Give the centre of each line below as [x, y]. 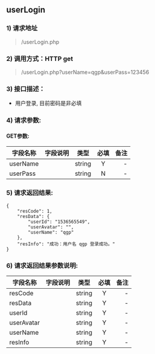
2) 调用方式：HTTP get [40, 59]
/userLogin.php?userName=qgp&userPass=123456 [85, 72]
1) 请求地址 [22, 28]
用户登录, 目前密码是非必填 [48, 103]
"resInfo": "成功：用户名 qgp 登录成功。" [66, 244]
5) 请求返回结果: [30, 193]
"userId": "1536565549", [59, 222]
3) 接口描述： [26, 89]
